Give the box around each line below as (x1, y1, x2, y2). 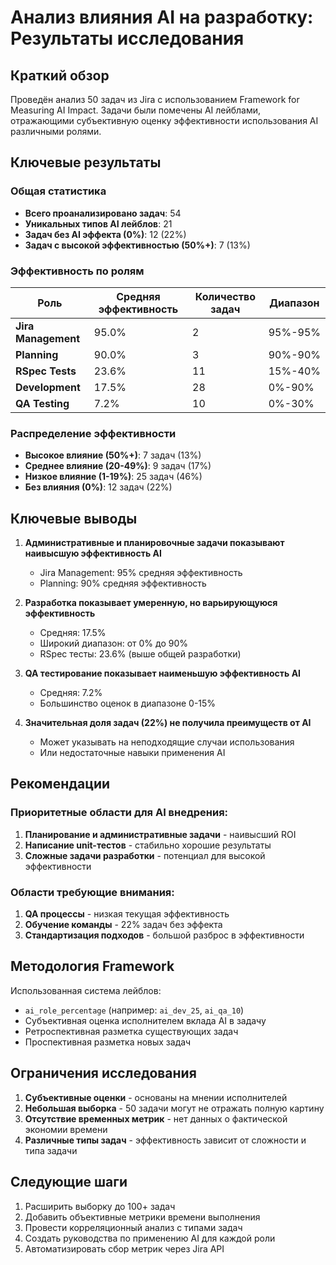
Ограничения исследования (10, 1065, 197, 1082)
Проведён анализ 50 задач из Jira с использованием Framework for (10, 94, 300, 105)
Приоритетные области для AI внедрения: (10, 806, 229, 820)
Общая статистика (10, 184, 107, 198)
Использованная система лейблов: (10, 984, 162, 996)
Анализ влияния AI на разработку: (10, 6, 314, 29)
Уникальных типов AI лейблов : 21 (24, 217, 173, 230)
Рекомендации (10, 776, 111, 793)
